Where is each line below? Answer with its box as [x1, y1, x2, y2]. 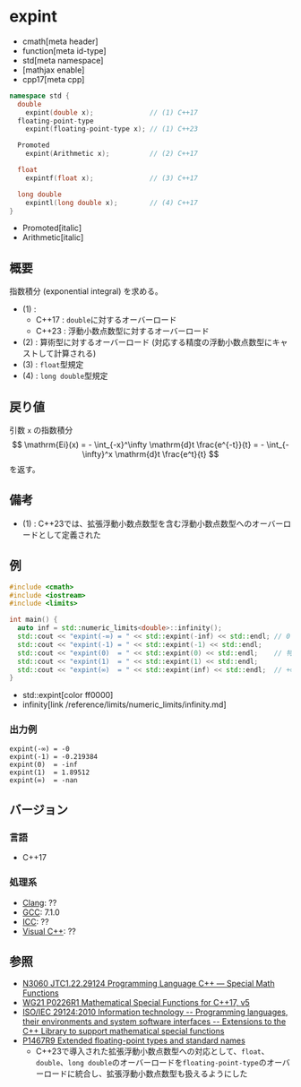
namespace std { [9, 91, 70, 100]
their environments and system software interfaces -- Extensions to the [21, 1016, 287, 1027]
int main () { [9, 616, 58, 625]
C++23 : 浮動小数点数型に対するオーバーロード [35, 325, 210, 337]
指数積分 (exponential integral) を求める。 [9, 286, 163, 297]
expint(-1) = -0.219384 [9, 752, 99, 761]
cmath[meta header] [21, 36, 99, 47]
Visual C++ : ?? [21, 926, 76, 936]
